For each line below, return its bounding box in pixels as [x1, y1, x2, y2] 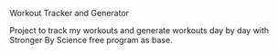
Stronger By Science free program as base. [9, 35, 173, 45]
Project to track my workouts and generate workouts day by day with [9, 25, 270, 35]
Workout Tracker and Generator [9, 8, 130, 18]
